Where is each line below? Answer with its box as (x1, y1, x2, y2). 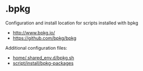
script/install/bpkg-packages (12, 60, 74, 66)
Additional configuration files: (5, 45, 67, 51)
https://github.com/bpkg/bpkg (12, 35, 77, 41)
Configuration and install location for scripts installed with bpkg (5, 20, 138, 26)
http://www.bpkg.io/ (12, 29, 55, 35)
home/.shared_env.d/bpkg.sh (12, 54, 75, 61)
